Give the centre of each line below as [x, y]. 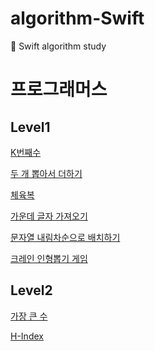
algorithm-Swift [77, 18]
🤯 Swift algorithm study [58, 46]
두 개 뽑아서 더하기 [46, 173]
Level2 [31, 290]
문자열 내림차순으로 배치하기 [65, 237]
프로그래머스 [59, 89]
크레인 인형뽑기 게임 [49, 258]
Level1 [30, 127]
